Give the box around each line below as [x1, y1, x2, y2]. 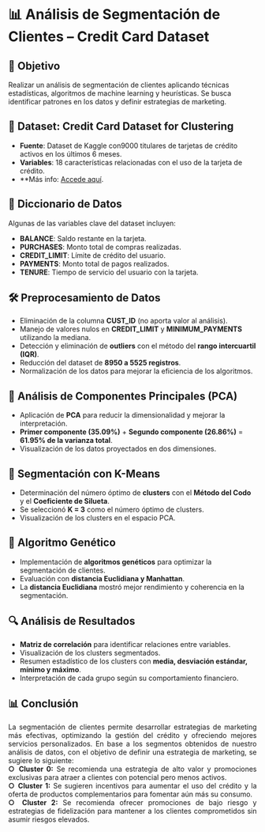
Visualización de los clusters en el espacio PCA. [19, 513, 176, 523]
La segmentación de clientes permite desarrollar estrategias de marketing [8, 722, 257, 732]
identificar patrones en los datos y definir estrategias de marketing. [8, 97, 227, 106]
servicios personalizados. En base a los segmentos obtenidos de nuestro [8, 739, 257, 748]
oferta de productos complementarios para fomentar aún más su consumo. [8, 789, 253, 799]
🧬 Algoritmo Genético [8, 536, 116, 550]
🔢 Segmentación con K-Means [8, 467, 160, 480]
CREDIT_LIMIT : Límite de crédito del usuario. [19, 250, 166, 260]
